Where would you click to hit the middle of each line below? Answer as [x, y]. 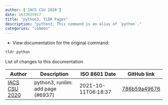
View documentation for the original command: [61, 43]
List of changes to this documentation [44, 62]
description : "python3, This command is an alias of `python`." [73, 24]
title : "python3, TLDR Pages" [37, 19]
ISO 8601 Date [98, 74]
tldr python [17, 52]
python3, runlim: [53, 82]
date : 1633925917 [23, 15]
